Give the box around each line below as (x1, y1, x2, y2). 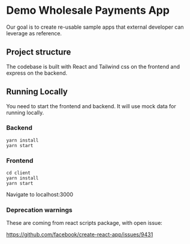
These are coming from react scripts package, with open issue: (6, 219, 163, 227)
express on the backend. (6, 69, 68, 77)
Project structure (6, 47, 71, 57)
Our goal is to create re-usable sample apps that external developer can (6, 23, 184, 30)
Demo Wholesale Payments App (6, 4, 170, 17)
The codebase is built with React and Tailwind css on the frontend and (6, 63, 180, 70)
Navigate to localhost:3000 (6, 191, 74, 198)
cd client (6, 170, 31, 176)
